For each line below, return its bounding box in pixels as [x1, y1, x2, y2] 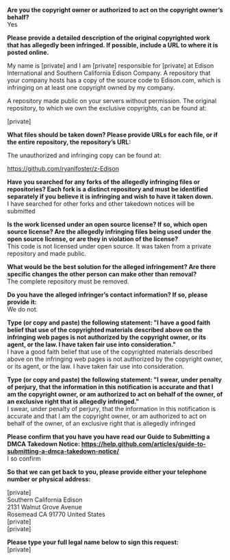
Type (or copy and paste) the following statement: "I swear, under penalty [7, 375, 222, 384]
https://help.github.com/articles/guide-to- [81, 440, 207, 448]
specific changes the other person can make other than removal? [7, 270, 197, 278]
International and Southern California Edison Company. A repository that [7, 69, 211, 77]
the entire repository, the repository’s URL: [7, 138, 131, 146]
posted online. [7, 48, 49, 56]
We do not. [7, 305, 38, 313]
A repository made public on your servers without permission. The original [7, 97, 217, 105]
